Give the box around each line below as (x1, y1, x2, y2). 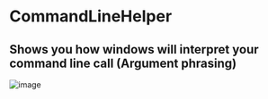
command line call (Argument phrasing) (9, 55, 237, 70)
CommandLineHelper (9, 6, 173, 27)
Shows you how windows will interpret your (9, 42, 259, 57)
